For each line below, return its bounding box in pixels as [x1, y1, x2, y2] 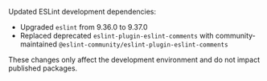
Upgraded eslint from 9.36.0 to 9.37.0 [19, 22, 148, 31]
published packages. [8, 63, 78, 73]
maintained [19, 39, 58, 49]
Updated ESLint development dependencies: [8, 7, 157, 16]
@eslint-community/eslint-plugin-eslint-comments [59, 41, 228, 49]
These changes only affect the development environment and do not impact [8, 55, 261, 64]
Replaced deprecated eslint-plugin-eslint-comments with [19, 31, 215, 40]
